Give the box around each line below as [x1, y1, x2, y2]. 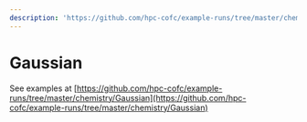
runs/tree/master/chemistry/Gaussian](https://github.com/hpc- [9, 92, 247, 103]
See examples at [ [9, 83, 78, 94]
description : [9, 13, 59, 23]
